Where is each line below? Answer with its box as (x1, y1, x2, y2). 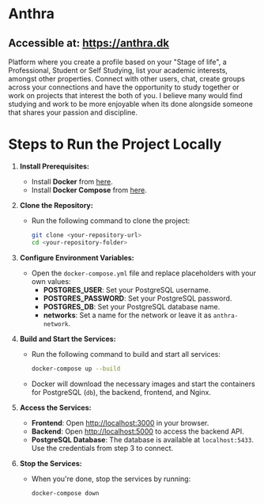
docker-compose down (31, 489, 100, 497)
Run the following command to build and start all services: (31, 349, 221, 358)
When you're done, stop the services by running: (31, 474, 191, 483)
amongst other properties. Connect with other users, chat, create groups (8, 74, 245, 83)
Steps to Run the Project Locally (8, 135, 222, 153)
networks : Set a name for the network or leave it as (43, 310, 212, 320)
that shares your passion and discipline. (8, 108, 138, 117)
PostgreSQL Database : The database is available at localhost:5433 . (31, 434, 255, 444)
